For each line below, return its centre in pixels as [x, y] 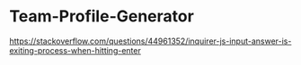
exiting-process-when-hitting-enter [75, 50]
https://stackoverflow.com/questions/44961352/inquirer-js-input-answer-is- [150, 41]
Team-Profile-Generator [102, 16]
